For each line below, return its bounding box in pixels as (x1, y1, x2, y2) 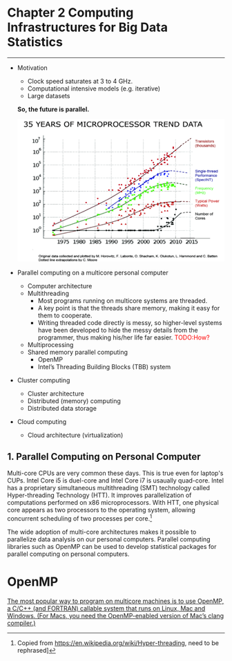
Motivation (17, 64, 48, 72)
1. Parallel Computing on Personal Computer (7, 451, 201, 463)
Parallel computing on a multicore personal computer (17, 268, 168, 277)
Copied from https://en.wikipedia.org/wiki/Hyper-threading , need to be (17, 639, 220, 647)
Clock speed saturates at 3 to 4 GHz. (27, 77, 133, 85)
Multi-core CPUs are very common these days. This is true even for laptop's (7, 469, 224, 478)
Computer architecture (27, 281, 93, 290)
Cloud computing (17, 417, 67, 426)
